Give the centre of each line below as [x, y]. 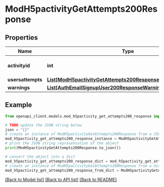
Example [19, 105]
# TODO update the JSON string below [43, 125]
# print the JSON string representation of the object [62, 143]
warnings [19, 88]
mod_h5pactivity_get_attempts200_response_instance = [61, 139]
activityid [19, 66]
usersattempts [25, 80]
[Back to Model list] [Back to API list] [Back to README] [61, 180]
